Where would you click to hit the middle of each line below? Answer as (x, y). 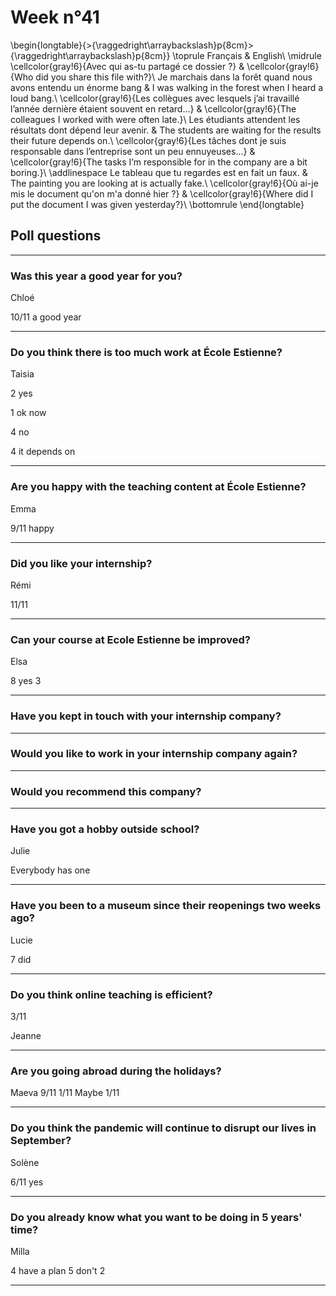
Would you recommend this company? (106, 791)
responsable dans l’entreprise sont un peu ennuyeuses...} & (133, 151)
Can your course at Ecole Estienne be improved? (130, 639)
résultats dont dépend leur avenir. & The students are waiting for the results (166, 130)
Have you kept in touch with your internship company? (146, 716)
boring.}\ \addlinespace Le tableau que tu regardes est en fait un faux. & (159, 172)
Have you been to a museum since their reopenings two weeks (166, 906)
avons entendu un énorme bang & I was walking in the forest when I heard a (167, 87)
